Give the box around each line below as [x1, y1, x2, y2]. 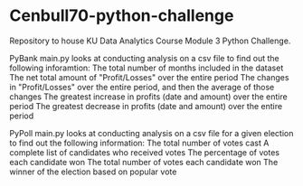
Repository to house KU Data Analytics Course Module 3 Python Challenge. [9, 35, 291, 46]
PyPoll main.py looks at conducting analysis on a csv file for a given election [9, 127, 294, 138]
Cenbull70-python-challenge [9, 5, 234, 26]
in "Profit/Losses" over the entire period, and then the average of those [9, 81, 275, 92]
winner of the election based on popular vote [9, 166, 177, 177]
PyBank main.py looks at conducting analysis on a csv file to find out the [9, 52, 279, 63]
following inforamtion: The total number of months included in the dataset [9, 62, 284, 73]
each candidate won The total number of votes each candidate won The [9, 156, 279, 167]
